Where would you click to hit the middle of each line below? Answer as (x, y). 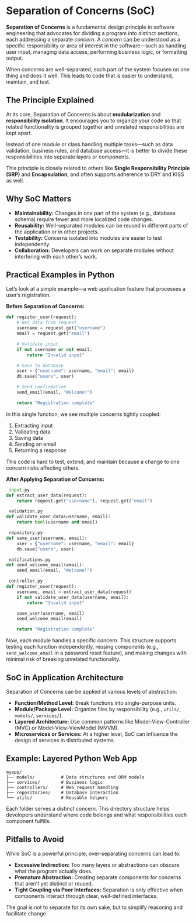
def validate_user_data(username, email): (58, 517)
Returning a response (40, 450)
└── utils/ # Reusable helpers (57, 798)
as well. (15, 180)
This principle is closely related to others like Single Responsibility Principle (98, 168)
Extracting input (34, 425)
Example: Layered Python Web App (71, 759)
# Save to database (40, 366)
